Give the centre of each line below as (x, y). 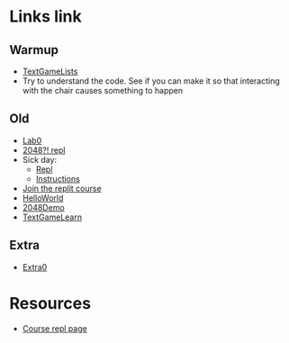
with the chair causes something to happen (103, 90)
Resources (50, 303)
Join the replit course (62, 188)
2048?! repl (44, 149)
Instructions (58, 178)
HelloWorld (43, 198)
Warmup (34, 50)
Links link (46, 17)
